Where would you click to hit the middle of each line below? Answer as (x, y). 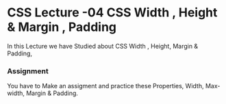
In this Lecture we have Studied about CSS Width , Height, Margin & (103, 46)
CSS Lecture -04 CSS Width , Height (112, 13)
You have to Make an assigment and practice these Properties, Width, (105, 86)
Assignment (28, 71)
